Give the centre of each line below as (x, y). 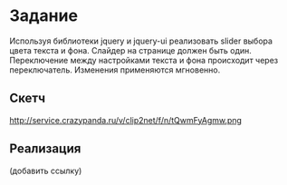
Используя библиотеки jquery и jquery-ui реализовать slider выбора (141, 41)
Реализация (45, 149)
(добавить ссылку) (46, 170)
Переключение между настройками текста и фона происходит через (144, 60)
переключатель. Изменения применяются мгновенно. (115, 70)
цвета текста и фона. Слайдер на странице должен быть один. (130, 50)
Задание (44, 16)
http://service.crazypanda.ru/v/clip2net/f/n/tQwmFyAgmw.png (126, 120)
